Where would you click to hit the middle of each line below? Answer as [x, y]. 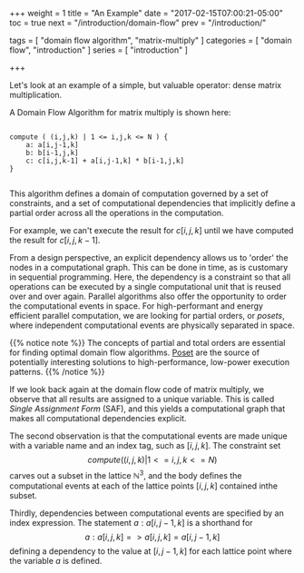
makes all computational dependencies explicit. [98, 418]
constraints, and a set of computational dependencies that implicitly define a [152, 203]
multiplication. [36, 95]
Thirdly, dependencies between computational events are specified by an [147, 513]
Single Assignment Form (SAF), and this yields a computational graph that [147, 409]
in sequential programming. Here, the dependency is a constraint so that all [150, 277]
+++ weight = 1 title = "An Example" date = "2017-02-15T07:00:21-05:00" [147, 13]
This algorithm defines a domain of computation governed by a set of [139, 193]
